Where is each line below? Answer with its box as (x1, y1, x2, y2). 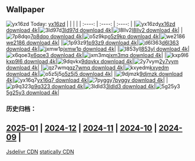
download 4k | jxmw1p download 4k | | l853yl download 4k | (6, 45, 190, 52)
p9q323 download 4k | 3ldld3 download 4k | (31, 82, 156, 90)
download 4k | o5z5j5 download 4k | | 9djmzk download (6, 70, 183, 77)
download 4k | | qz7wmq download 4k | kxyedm (6, 64, 169, 71)
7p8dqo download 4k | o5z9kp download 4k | (30, 32, 161, 40)
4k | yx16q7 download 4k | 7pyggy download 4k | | (6, 76, 168, 83)
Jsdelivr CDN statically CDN (6, 148, 75, 155)
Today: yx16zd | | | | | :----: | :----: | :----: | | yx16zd (30, 20, 176, 27)
